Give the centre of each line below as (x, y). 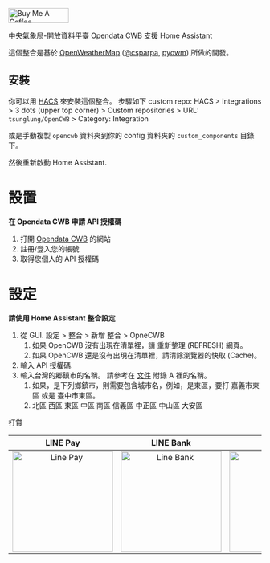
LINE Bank (171, 443)
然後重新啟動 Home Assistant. (57, 162)
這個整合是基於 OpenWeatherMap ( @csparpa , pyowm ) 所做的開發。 (121, 53)
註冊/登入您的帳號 (49, 248)
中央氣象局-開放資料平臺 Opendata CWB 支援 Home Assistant (110, 35)
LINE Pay (63, 443)
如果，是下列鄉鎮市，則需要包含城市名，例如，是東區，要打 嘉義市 (142, 385)
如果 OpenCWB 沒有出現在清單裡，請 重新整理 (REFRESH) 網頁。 (139, 345)
